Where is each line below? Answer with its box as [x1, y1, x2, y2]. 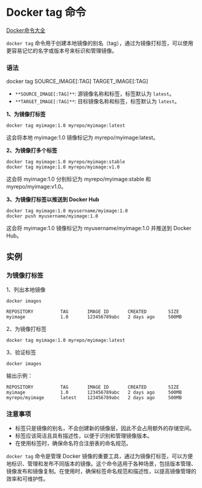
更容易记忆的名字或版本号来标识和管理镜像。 [6, 47, 118, 54]
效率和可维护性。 [6, 475, 49, 483]
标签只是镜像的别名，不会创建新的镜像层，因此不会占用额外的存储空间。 [14, 425, 195, 432]
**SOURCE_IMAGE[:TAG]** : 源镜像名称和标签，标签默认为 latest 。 [14, 90, 175, 97]
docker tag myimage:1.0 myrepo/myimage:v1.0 [6, 164, 120, 170]
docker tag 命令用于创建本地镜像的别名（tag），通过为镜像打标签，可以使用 [6, 39, 194, 47]
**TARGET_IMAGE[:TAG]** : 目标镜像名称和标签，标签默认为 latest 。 [14, 98, 180, 105]
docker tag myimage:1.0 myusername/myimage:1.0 [6, 208, 128, 214]
